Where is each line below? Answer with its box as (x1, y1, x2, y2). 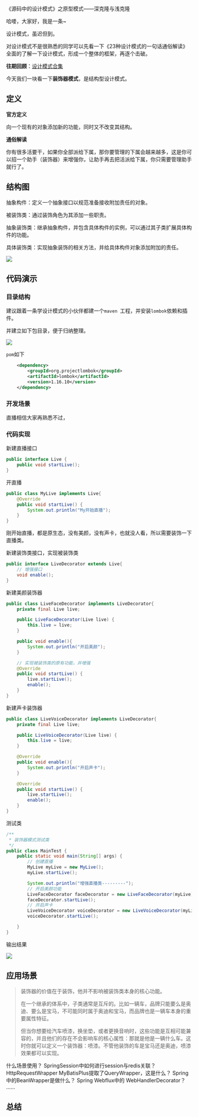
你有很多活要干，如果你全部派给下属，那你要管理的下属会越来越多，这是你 (6, 148, 187, 155)
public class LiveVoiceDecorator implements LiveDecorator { (6, 716, 157, 722)
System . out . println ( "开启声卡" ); (27, 765, 106, 770)
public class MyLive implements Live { (6, 490, 101, 496)
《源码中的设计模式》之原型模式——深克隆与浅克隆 (6, 5, 130, 12)
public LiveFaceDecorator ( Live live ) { (16, 617, 115, 623)
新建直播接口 (6, 444, 37, 452)
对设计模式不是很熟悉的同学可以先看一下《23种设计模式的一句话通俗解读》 (6, 43, 189, 50)
